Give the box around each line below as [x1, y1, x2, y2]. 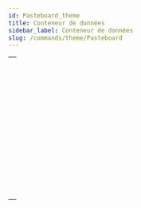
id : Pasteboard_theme [8, 11, 80, 20]
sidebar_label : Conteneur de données [8, 26, 134, 34]
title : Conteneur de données [8, 19, 105, 27]
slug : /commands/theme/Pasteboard [8, 33, 123, 42]
